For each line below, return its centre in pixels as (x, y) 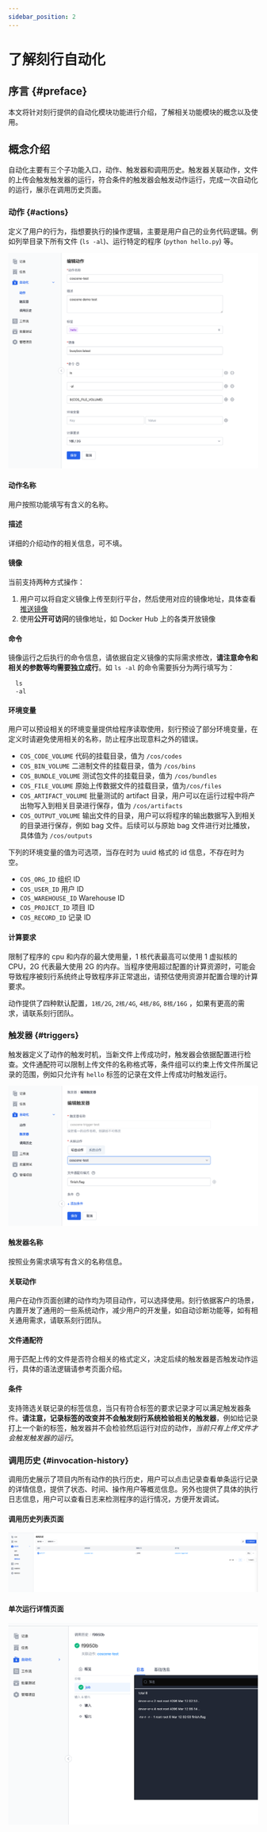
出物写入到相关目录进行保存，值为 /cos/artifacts (101, 806)
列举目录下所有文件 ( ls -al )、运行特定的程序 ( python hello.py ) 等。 (126, 241)
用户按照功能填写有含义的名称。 (60, 504)
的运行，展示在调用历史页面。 (57, 190)
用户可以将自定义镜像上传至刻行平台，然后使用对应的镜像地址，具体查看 (137, 598)
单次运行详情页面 (36, 1609)
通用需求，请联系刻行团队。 (60, 1320)
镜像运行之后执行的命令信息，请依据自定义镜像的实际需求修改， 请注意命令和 (133, 658)
